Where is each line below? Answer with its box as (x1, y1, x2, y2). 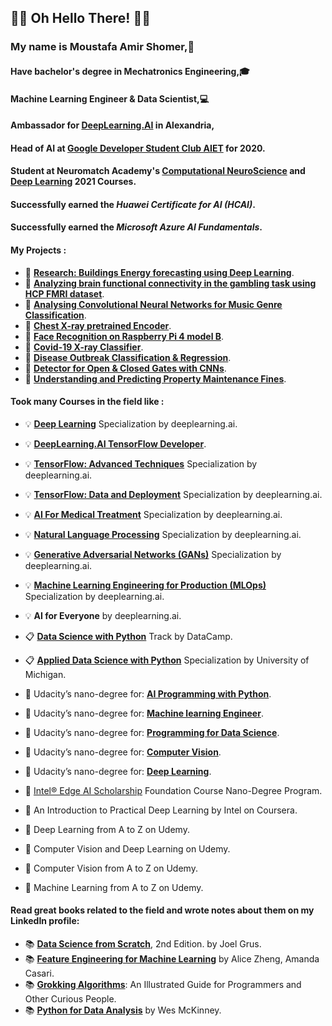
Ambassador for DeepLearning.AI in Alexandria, (10, 119, 215, 131)
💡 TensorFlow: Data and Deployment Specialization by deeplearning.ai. (24, 488, 323, 500)
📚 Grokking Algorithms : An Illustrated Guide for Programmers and (24, 979, 302, 991)
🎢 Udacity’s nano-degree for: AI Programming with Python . (24, 687, 272, 700)
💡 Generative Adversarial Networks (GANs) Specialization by (24, 548, 282, 560)
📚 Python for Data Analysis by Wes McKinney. (24, 1004, 222, 1016)
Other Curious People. (24, 993, 117, 1005)
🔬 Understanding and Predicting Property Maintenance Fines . (24, 372, 287, 385)
